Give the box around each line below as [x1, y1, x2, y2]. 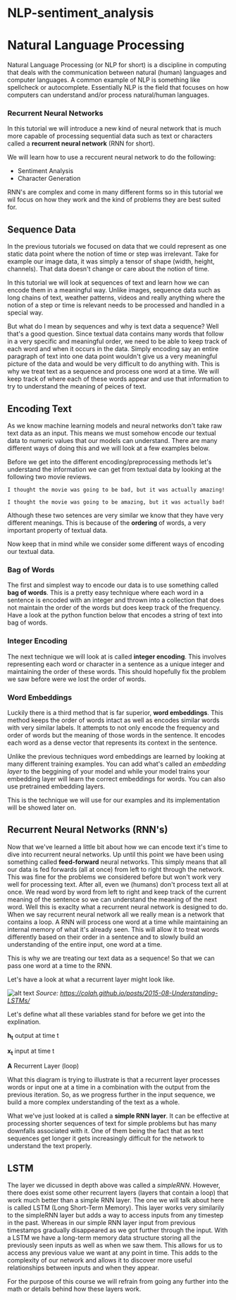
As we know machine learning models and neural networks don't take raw [7, 422, 223, 430]
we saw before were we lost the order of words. [7, 675, 147, 683]
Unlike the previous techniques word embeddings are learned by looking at [7, 752, 225, 760]
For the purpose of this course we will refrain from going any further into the [7, 1277, 229, 1286]
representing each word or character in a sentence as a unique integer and [7, 659, 225, 668]
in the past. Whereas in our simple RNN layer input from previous [7, 1219, 196, 1227]
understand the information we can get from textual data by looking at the [7, 465, 222, 474]
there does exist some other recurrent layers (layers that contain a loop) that [7, 1188, 229, 1197]
